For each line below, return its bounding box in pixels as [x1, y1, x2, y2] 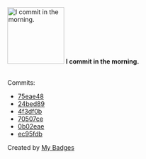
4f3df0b [17, 107, 43, 115]
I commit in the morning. [65, 57, 140, 66]
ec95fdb [17, 130, 43, 138]
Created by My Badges [7, 143, 74, 151]
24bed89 [17, 100, 45, 108]
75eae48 [17, 92, 44, 100]
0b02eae [17, 122, 45, 130]
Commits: [7, 78, 35, 87]
